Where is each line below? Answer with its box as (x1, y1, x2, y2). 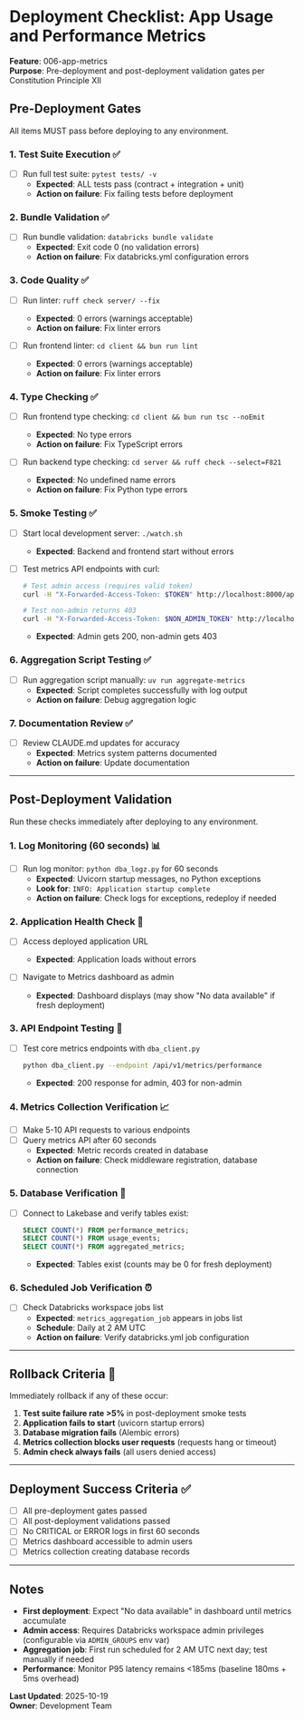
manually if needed (22, 1654, 95, 1665)
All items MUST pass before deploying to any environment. (9, 125, 229, 136)
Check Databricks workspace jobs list (22, 1302, 165, 1313)
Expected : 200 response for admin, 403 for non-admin (35, 1077, 242, 1088)
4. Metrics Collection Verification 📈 (9, 1100, 170, 1113)
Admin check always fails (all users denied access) (22, 1446, 217, 1457)
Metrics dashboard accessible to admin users (22, 1536, 193, 1547)
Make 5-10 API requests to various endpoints (22, 1124, 191, 1135)
